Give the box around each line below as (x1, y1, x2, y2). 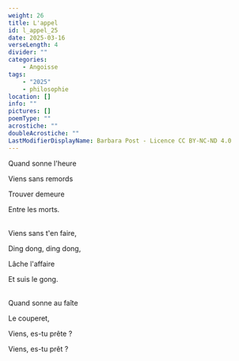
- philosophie (22, 85, 69, 93)
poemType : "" (8, 115, 51, 123)
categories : (8, 56, 47, 64)
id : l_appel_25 (8, 26, 59, 34)
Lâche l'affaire (8, 259, 55, 268)
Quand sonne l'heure (8, 158, 77, 168)
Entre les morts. (8, 204, 60, 214)
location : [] (8, 93, 51, 101)
